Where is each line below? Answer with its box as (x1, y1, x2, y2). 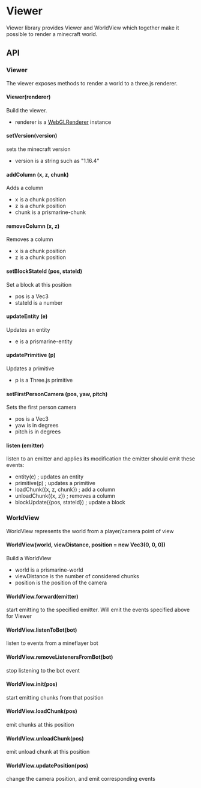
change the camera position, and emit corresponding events (6, 775, 156, 783)
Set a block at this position (6, 281, 72, 288)
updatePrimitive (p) (6, 352, 56, 359)
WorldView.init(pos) (6, 680, 58, 688)
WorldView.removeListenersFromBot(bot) (6, 653, 113, 661)
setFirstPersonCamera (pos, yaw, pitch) (6, 390, 108, 397)
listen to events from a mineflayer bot (6, 640, 98, 647)
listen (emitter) (6, 442, 44, 449)
